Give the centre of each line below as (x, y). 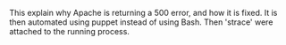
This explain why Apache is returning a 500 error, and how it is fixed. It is (143, 13)
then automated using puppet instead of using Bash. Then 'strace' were (141, 22)
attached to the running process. (69, 31)
